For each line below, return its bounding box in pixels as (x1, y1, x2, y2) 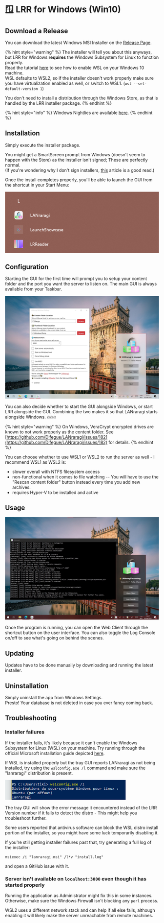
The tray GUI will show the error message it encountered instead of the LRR (5, 805, 157, 810)
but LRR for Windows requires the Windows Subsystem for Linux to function (5, 54, 159, 60)
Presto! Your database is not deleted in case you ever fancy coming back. (5, 700, 153, 706)
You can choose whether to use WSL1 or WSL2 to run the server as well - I (5, 454, 155, 460)
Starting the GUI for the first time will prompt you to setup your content (5, 276, 147, 282)
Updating (5, 649, 34, 658)
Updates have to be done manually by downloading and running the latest (5, 662, 154, 668)
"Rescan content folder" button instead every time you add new (12, 479, 141, 485)
